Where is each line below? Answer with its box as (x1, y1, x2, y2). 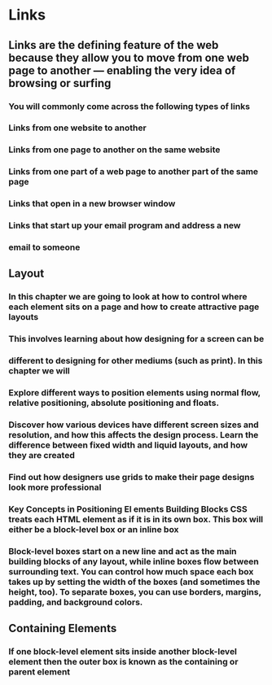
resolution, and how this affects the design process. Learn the (8, 430, 259, 441)
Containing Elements (8, 622, 117, 635)
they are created (8, 450, 75, 461)
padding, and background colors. (8, 596, 143, 608)
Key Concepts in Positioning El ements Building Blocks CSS (8, 503, 248, 514)
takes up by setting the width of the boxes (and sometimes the (8, 576, 261, 587)
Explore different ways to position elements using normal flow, (8, 387, 261, 399)
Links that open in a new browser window (8, 198, 176, 209)
